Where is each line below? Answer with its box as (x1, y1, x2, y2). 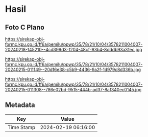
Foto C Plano (5, 23, 45, 32)
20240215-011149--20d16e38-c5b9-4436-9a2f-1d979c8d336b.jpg (5, 67, 141, 72)
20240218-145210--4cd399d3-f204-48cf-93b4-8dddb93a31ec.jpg (5, 47, 142, 52)
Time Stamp (7, 124, 36, 131)
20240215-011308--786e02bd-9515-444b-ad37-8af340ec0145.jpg (5, 87, 142, 92)
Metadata (5, 101, 35, 109)
